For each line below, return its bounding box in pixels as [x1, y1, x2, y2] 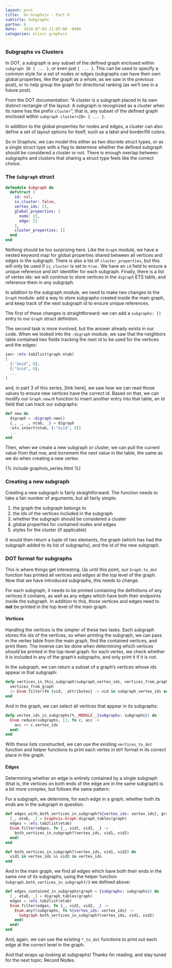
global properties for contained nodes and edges [12, 521, 116, 527]
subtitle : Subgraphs [5, 17, 50, 22]
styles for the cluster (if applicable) [12, 527, 87, 533]
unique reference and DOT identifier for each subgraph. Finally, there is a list [5, 269, 164, 275]
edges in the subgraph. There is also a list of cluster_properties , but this [5, 257, 160, 264]
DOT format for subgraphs [5, 555, 73, 562]
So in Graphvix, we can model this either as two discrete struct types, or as [5, 139, 164, 145]
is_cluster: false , [14, 199, 56, 205]
